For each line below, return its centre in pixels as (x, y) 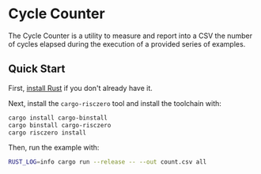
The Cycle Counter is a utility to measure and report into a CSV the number (130, 36)
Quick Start (37, 69)
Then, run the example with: (54, 148)
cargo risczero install (47, 132)
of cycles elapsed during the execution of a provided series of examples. (127, 43)
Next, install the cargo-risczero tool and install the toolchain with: (115, 103)
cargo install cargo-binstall (58, 118)
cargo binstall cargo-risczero (60, 125)
